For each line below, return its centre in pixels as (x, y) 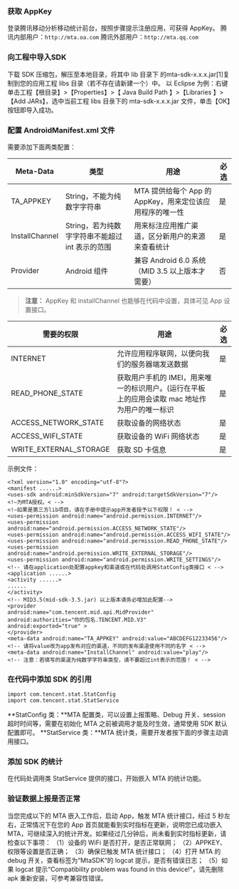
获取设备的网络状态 (149, 423)
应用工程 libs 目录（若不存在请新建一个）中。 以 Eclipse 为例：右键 (130, 83)
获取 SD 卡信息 (142, 449)
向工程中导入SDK (37, 57)
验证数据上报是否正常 (44, 798)
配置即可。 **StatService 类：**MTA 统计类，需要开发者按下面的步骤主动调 (118, 733)
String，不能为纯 (93, 196)
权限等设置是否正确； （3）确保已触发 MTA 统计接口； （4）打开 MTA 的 (114, 851)
